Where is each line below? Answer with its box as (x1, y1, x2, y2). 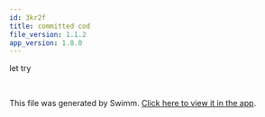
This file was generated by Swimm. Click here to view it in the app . (9, 98, 257, 109)
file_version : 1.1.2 (9, 30, 87, 39)
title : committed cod (9, 22, 91, 31)
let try (9, 63, 32, 74)
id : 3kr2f (9, 13, 47, 22)
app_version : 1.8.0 (9, 38, 83, 48)
